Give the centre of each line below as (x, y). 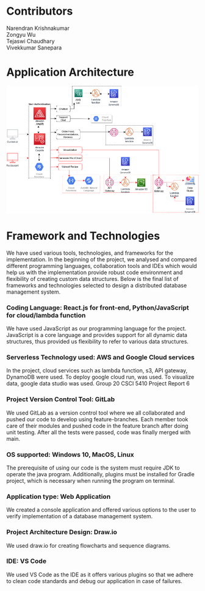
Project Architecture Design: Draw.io (62, 532)
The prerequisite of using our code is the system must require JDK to (93, 468)
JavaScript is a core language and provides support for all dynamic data (97, 335)
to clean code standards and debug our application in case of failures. (95, 581)
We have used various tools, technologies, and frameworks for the (90, 253)
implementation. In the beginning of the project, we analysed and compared (102, 259)
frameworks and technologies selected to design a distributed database (97, 285)
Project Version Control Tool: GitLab (61, 399)
